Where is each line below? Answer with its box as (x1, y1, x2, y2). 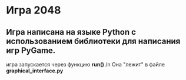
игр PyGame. (6, 45, 56, 55)
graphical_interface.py (6, 67, 64, 74)
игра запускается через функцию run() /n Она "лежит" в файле (6, 61, 165, 68)
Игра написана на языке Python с (6, 27, 137, 37)
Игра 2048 (6, 4, 61, 17)
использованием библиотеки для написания (6, 36, 181, 46)
